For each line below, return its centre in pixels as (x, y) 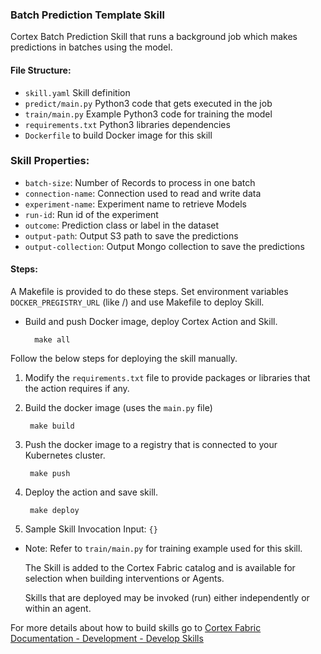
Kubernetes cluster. (65, 455)
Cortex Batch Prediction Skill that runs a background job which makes (154, 37)
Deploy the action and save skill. (91, 492)
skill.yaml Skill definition (77, 92)
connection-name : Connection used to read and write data (143, 193)
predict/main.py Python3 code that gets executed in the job (148, 103)
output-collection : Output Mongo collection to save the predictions (164, 246)
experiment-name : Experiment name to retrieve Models (135, 204)
